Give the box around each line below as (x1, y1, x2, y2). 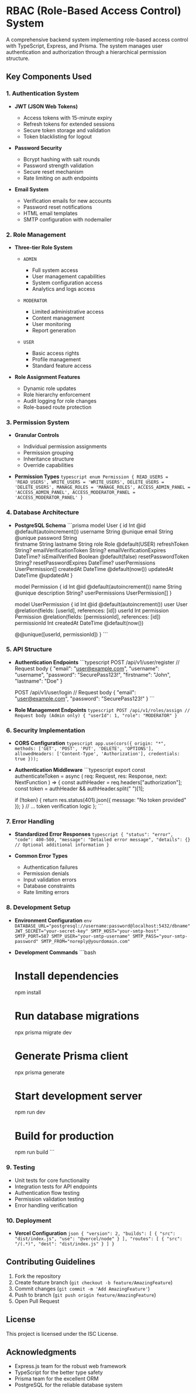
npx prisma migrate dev (14, 1029, 72, 1036)
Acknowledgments (6, 1347, 77, 1357)
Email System (14, 186, 49, 193)
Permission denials (23, 870, 69, 877)
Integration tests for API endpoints (14, 1183, 98, 1190)
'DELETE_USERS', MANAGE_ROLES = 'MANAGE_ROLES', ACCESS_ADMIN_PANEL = (14, 485, 191, 491)
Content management (32, 314, 85, 321)
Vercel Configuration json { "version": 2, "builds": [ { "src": (14, 1230, 176, 1237)
